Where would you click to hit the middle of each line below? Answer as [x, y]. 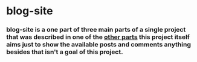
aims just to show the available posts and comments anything [99, 45]
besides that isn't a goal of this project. [65, 52]
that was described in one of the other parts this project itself [98, 37]
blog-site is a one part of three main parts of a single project [96, 30]
